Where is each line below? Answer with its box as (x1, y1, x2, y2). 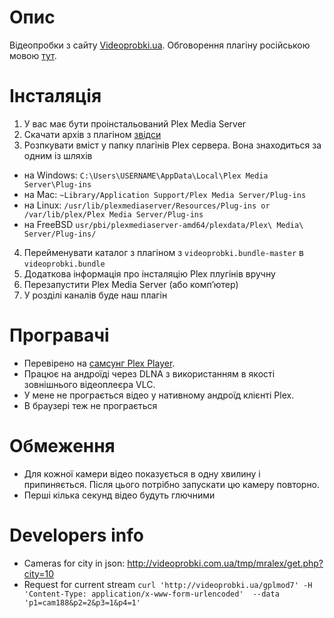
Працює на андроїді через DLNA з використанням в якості (23, 367, 276, 380)
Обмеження (9, 435, 116, 457)
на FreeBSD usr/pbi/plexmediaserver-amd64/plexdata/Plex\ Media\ (23, 218, 304, 230)
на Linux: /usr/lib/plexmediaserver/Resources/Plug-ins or (23, 199, 271, 211)
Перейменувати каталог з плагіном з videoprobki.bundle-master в (23, 246, 304, 258)
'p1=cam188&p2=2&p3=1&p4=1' (23, 597, 141, 608)
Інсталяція (9, 85, 102, 108)
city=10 (23, 567, 55, 580)
